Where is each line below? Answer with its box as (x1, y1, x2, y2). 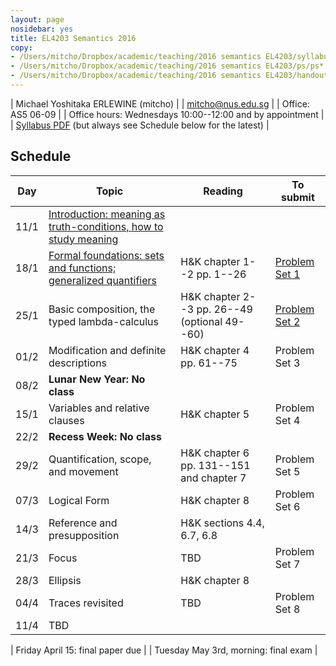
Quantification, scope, (48, 452, 152, 466)
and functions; (48, 261, 117, 275)
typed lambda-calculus (48, 314, 160, 328)
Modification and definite (48, 343, 167, 357)
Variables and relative (48, 401, 150, 415)
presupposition (48, 528, 120, 542)
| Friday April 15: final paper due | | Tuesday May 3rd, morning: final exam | (10, 644, 318, 656)
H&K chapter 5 (180, 407, 250, 421)
